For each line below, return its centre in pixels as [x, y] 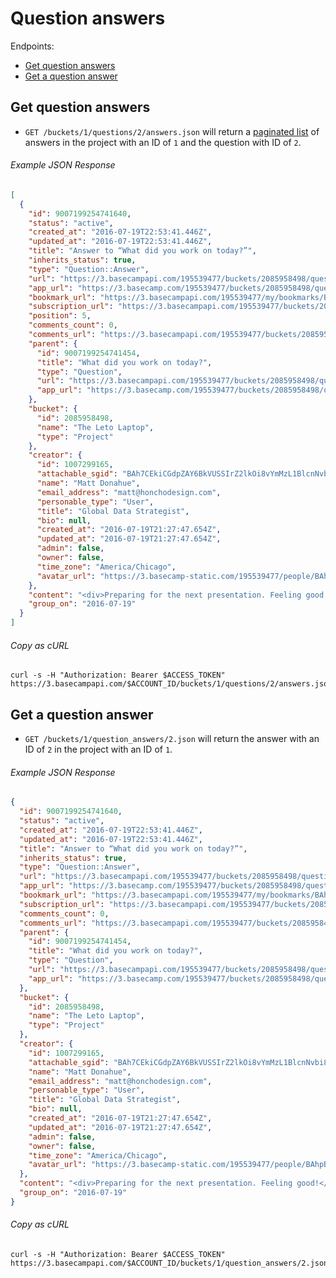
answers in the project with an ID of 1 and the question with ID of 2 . [163, 142]
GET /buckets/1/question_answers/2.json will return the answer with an [172, 739]
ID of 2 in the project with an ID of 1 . [98, 749]
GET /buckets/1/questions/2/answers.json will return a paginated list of [172, 131]
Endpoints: [32, 46]
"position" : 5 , [60, 316]
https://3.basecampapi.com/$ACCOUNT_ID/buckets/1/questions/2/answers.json [171, 684]
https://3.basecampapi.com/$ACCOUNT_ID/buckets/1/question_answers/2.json [169, 1263]
